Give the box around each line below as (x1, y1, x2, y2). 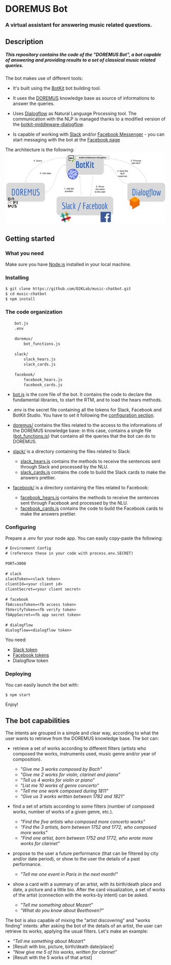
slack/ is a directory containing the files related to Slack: (12, 448, 131, 454)
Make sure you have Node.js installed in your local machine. (5, 261, 132, 268)
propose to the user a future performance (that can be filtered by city (12, 850, 159, 856)
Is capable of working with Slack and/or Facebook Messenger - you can (12, 131, 165, 137)
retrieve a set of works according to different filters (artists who (12, 745, 146, 751)
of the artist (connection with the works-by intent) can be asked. (12, 892, 149, 898)
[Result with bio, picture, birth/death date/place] (12, 943, 114, 950)
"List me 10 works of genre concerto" (20, 783, 100, 789)
